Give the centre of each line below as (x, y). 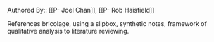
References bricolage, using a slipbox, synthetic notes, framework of (107, 23)
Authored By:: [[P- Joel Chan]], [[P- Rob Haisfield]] (81, 10)
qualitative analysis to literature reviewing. (68, 31)
